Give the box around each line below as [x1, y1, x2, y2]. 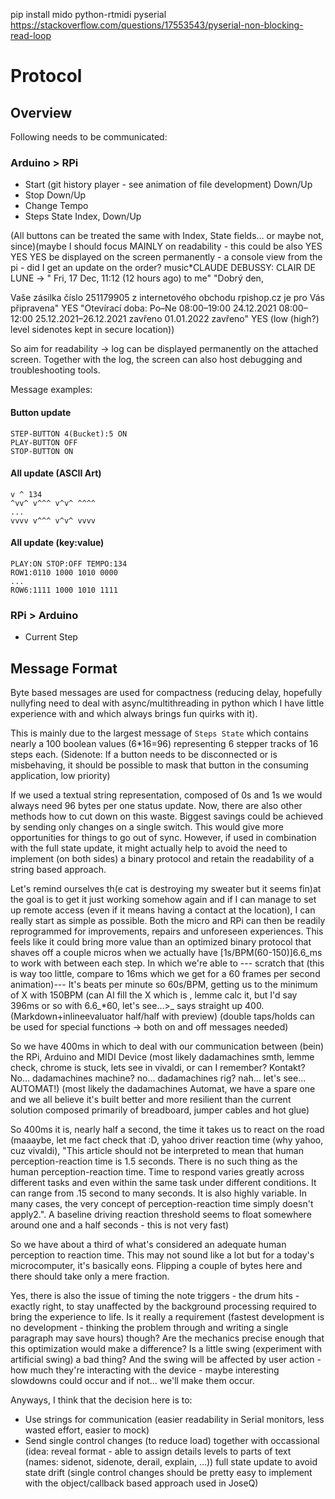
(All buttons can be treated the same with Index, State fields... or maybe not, [10, 230, 324, 242]
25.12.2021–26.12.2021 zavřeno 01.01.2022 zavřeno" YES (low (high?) [34, 313, 320, 325]
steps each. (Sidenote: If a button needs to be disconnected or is [10, 749, 278, 761]
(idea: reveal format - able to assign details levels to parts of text [24, 1445, 292, 1458]
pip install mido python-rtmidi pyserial [10, 9, 167, 20]
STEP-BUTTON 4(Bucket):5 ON [10, 429, 128, 439]
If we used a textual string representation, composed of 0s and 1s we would [10, 789, 323, 801]
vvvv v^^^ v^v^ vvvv [10, 515, 97, 526]
